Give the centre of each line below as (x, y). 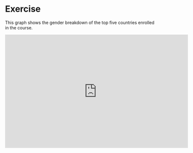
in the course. (19, 27)
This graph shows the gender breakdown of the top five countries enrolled (80, 22)
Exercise (23, 9)
